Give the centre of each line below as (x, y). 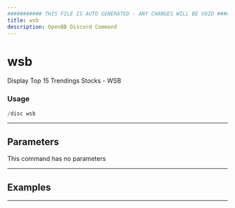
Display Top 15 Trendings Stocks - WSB (64, 81)
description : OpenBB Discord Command (62, 27)
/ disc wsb (22, 113)
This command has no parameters (57, 159)
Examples (29, 187)
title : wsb (23, 20)
